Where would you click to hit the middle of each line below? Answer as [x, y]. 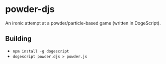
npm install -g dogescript [41, 51]
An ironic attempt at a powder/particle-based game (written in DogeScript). [83, 23]
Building [18, 39]
